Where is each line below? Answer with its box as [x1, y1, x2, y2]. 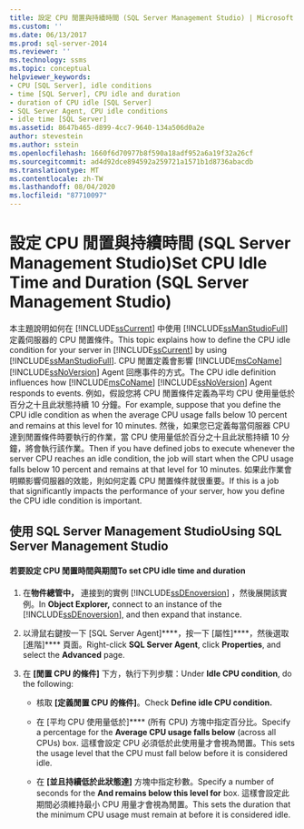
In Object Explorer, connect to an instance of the [38, 598, 222, 610]
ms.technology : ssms [9, 56, 88, 65]
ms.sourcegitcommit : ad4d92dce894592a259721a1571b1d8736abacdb [9, 157, 254, 167]
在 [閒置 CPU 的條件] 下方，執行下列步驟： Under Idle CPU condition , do [22, 668, 292, 679]
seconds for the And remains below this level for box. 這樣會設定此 [35, 787, 290, 798]
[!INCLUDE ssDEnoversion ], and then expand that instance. [22, 609, 242, 620]
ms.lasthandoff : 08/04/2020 [9, 183, 116, 192]
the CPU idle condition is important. [9, 495, 142, 506]
